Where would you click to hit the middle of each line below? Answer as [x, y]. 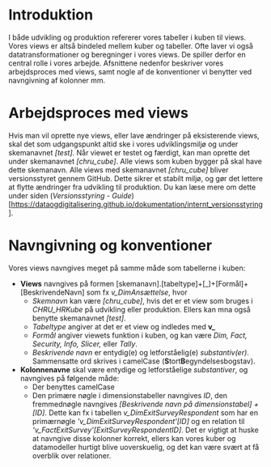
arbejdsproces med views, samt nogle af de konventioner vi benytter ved [130, 71]
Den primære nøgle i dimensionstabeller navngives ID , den [130, 395]
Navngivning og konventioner [110, 246]
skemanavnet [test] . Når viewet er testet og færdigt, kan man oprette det [129, 152]
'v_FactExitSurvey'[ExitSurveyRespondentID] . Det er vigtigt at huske [145, 430]
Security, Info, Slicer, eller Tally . [85, 344]
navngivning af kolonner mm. [57, 80]
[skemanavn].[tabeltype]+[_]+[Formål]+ [182, 283]
